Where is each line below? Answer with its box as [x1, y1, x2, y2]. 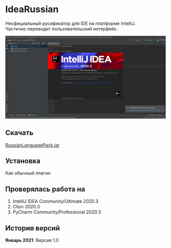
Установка [5, 157, 41, 165]
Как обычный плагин [5, 170, 51, 176]
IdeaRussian [5, 4, 59, 15]
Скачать [5, 128, 34, 137]
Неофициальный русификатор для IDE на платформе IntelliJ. [5, 20, 136, 26]
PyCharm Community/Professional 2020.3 [12, 209, 101, 215]
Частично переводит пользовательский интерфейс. [5, 25, 118, 31]
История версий [5, 224, 60, 232]
